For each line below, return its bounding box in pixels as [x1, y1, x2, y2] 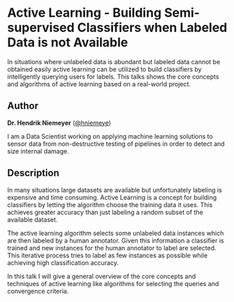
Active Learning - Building [7, 5, 162, 21]
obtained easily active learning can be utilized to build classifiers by [7, 65, 202, 73]
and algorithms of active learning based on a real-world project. [7, 80, 191, 88]
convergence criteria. [7, 287, 69, 295]
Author [7, 100, 38, 112]
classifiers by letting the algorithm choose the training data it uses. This [7, 200, 213, 209]
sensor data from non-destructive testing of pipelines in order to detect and [7, 139, 225, 148]
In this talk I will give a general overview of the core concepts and [7, 272, 196, 280]
